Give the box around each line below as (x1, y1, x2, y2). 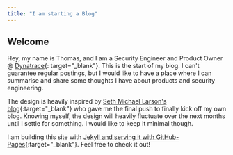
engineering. (7, 84, 44, 92)
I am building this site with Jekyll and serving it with (7, 133, 155, 141)
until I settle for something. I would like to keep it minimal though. (7, 120, 193, 128)
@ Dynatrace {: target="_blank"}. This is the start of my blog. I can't (7, 62, 200, 70)
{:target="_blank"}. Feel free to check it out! (24, 140, 151, 149)
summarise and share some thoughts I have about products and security (7, 76, 216, 85)
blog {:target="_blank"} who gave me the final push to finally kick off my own (7, 105, 227, 113)
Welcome (7, 36, 49, 48)
